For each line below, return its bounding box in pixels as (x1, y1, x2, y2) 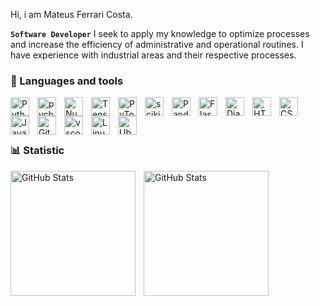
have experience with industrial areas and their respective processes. (10, 49, 297, 61)
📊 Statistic (10, 144, 65, 158)
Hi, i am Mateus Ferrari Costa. (10, 9, 133, 20)
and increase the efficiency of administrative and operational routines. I (10, 39, 304, 50)
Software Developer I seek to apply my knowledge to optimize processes (10, 28, 310, 39)
